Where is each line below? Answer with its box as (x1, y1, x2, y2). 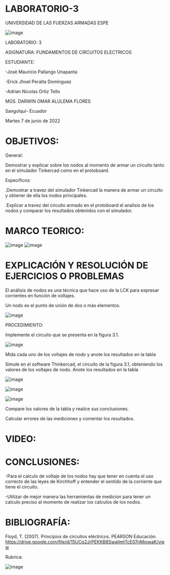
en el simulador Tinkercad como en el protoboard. (5, 167, 110, 173)
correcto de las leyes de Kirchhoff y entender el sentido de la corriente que (5, 478, 162, 484)
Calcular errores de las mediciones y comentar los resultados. (5, 415, 135, 421)
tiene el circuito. (5, 483, 39, 490)
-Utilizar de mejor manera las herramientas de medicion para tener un (5, 494, 151, 500)
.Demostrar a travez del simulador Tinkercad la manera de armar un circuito (5, 187, 163, 193)
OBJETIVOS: (5, 136, 59, 147)
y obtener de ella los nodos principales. (5, 192, 88, 198)
